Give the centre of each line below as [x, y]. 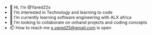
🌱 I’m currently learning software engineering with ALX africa [70, 17]
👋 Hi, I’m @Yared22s [30, 7]
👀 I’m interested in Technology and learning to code [61, 12]
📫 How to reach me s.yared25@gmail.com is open [60, 28]
